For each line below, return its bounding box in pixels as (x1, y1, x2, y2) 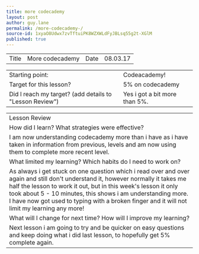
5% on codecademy (123, 81, 179, 88)
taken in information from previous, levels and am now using (9, 141, 176, 148)
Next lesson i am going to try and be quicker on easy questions (9, 224, 185, 231)
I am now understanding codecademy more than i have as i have (9, 133, 188, 141)
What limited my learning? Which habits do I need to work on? (9, 158, 181, 166)
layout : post (6, 14, 38, 20)
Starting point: (9, 71, 49, 79)
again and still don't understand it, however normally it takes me (9, 174, 187, 183)
